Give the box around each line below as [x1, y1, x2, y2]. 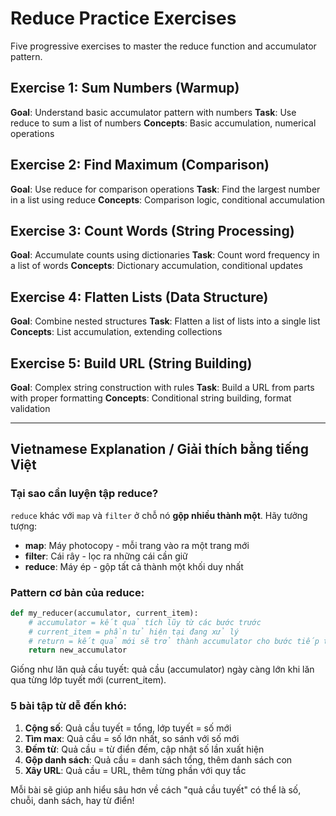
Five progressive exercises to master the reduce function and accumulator [10, 40, 317, 52]
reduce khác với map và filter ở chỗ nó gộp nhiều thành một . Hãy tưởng [10, 509, 308, 521]
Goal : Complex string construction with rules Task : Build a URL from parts [10, 382, 315, 393]
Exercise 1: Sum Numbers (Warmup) [10, 80, 240, 97]
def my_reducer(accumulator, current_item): [10, 608, 199, 618]
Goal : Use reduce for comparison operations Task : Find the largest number [10, 183, 321, 195]
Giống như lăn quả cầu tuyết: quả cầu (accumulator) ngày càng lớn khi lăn [10, 663, 315, 676]
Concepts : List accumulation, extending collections [10, 326, 223, 338]
